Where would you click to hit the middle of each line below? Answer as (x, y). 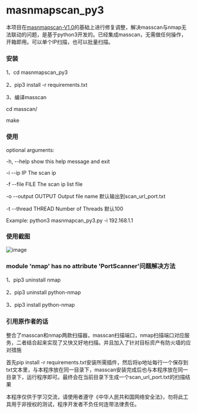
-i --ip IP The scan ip (31, 172)
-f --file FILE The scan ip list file (45, 184)
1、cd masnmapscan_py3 (37, 72)
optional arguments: (30, 150)
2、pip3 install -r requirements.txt (47, 85)
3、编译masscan (26, 97)
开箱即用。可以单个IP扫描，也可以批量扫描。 (60, 42)
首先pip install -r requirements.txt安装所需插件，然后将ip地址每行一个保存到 (97, 363)
